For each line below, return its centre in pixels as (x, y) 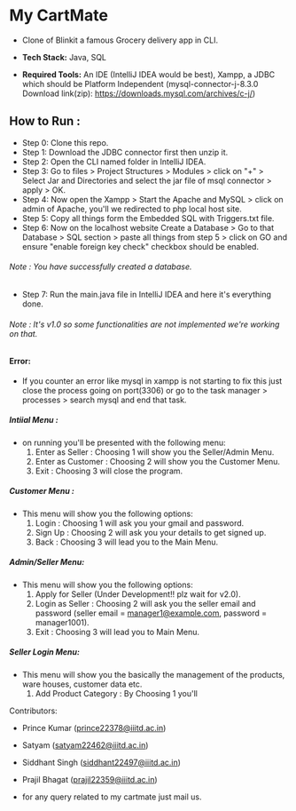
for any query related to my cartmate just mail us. (112, 797)
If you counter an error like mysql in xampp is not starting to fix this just (152, 381)
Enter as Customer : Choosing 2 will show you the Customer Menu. (158, 461)
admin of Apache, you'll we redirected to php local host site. (132, 209)
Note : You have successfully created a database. (101, 266)
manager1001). (62, 622)
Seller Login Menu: (44, 652)
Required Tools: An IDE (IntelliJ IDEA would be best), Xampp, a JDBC (148, 74)
